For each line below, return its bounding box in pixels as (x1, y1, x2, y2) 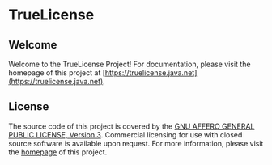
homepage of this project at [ (8, 68, 106, 78)
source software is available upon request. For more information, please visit (8, 138, 264, 148)
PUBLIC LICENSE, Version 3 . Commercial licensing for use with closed (8, 129, 243, 139)
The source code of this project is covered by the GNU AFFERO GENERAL (8, 121, 255, 131)
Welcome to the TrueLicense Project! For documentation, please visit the (8, 59, 251, 69)
